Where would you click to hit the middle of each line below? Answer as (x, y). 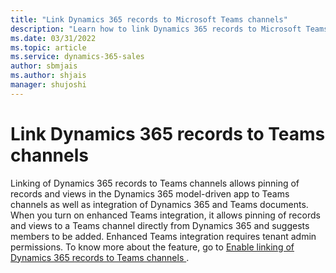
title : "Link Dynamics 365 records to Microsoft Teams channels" (149, 19)
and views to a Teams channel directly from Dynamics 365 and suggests (160, 225)
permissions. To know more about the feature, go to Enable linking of (152, 247)
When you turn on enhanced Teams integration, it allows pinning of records (165, 215)
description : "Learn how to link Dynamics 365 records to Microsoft (156, 29)
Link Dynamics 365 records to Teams (168, 133)
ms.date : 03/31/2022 (53, 38)
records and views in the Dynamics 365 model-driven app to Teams (150, 193)
